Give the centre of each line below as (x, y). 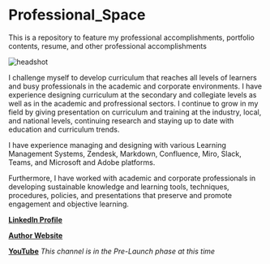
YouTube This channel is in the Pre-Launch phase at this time (112, 251)
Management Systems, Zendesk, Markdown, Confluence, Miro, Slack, (125, 154)
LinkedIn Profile (35, 219)
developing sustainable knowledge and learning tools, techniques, (119, 186)
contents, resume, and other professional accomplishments (107, 45)
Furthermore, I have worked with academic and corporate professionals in (132, 178)
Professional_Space (77, 15)
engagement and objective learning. (69, 204)
